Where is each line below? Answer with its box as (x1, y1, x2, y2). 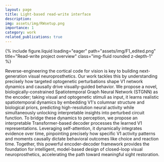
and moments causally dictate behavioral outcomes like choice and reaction (5, 135, 159, 141)
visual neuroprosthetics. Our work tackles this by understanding (27, 73, 158, 79)
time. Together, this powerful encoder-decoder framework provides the (5, 141, 150, 147)
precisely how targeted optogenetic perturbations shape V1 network (5, 78, 143, 84)
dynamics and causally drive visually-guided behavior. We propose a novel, (5, 83, 158, 89)
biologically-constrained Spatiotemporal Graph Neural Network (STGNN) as (5, 89, 158, 95)
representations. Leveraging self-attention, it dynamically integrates (5, 125, 142, 131)
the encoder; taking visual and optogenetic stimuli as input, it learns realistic (5, 94, 159, 100)
